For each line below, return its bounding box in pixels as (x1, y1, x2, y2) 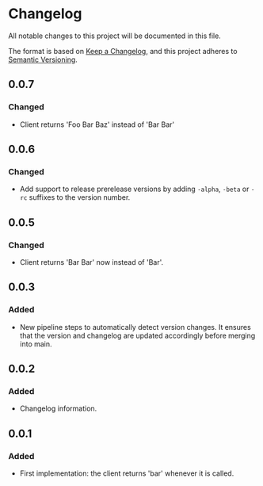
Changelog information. (19, 404, 97, 413)
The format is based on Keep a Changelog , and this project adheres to (8, 46, 238, 55)
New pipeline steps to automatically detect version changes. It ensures (19, 322, 251, 331)
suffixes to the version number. (29, 193, 131, 202)
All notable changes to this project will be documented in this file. (8, 31, 222, 40)
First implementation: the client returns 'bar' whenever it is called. (19, 469, 234, 478)
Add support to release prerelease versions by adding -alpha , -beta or (19, 184, 250, 194)
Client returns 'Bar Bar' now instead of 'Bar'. (19, 258, 164, 266)
